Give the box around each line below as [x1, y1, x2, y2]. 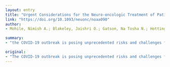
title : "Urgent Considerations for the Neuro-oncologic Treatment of [5, 12, 155, 17]
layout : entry [5, 7, 35, 13]
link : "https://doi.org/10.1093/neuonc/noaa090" [5, 17, 110, 22]
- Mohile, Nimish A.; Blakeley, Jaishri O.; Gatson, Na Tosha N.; [5, 26, 148, 31]
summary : [5, 36, 24, 41]
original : [5, 49, 26, 54]
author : [5, 21, 22, 27]
